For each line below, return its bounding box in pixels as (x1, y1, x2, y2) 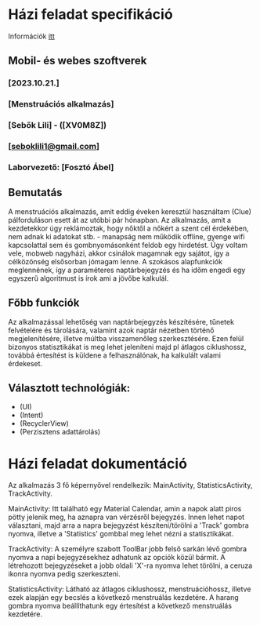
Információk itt (8, 31, 55, 41)
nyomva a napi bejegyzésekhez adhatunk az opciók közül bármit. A (8, 553, 226, 562)
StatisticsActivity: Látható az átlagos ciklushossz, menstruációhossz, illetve (8, 584, 251, 594)
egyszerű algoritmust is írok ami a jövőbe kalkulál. (8, 273, 169, 283)
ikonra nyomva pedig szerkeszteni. (8, 569, 121, 579)
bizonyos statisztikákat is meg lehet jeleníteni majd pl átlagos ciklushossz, (8, 342, 247, 351)
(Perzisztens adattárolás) (19, 427, 101, 437)
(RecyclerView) (19, 419, 69, 428)
